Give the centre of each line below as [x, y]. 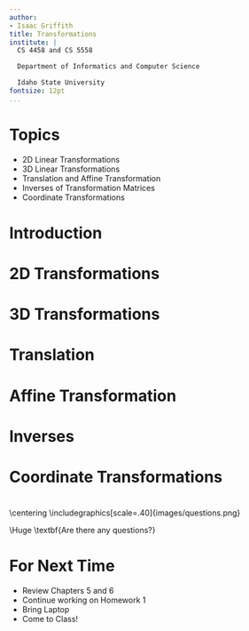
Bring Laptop [46, 610]
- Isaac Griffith [41, 26]
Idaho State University [61, 83]
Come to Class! [50, 619]
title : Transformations [53, 34]
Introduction [56, 233]
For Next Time [62, 566]
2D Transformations [85, 274]
